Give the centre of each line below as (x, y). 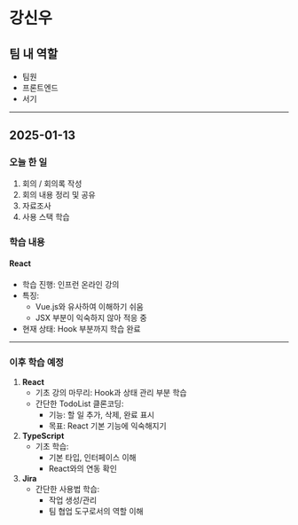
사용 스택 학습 (46, 216)
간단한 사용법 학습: (67, 490)
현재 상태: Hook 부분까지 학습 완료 (81, 328)
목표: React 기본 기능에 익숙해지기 (107, 426)
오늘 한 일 (28, 162)
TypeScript (43, 436)
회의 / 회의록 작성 (52, 184)
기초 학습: (52, 447)
